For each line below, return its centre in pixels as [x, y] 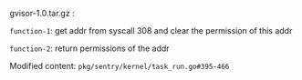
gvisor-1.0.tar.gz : [42, 13]
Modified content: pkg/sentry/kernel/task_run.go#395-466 [120, 66]
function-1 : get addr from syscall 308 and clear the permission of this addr [151, 30]
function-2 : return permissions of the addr [90, 48]
